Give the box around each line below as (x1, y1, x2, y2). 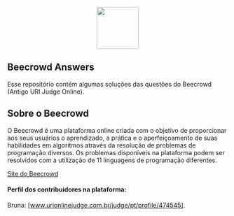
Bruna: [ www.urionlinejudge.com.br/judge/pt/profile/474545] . (7, 201, 186, 209)
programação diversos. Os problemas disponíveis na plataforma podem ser (7, 148, 226, 157)
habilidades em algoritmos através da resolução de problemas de (7, 141, 196, 150)
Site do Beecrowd (7, 169, 59, 178)
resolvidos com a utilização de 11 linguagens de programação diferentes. (7, 156, 217, 164)
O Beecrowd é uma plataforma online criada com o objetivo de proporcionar (7, 126, 227, 134)
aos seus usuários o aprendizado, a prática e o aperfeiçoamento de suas (7, 134, 218, 142)
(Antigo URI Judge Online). (7, 87, 85, 96)
